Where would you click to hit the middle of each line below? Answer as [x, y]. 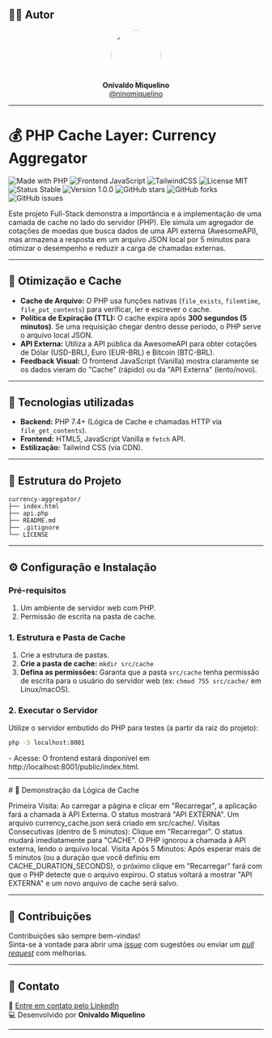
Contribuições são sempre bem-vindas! [74, 936]
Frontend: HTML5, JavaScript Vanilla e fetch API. [103, 439]
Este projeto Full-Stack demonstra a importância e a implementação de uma [135, 213]
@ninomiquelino [136, 93]
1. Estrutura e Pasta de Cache [67, 637]
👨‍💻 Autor [32, 15]
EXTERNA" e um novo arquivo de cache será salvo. [93, 883]
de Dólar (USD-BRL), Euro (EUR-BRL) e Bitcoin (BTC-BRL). [117, 352]
